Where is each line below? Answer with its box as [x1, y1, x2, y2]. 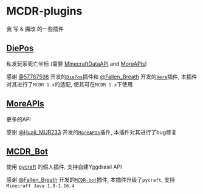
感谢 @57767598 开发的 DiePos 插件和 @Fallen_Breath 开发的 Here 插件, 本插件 [6, 73, 198, 80]
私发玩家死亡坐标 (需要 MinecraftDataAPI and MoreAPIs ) [6, 60, 147, 68]
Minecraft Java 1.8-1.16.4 [6, 183, 75, 189]
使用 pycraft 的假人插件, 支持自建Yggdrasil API [6, 163, 122, 171]
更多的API [6, 116, 32, 123]
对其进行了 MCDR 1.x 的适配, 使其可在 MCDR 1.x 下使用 [6, 80, 133, 88]
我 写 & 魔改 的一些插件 [6, 25, 64, 32]
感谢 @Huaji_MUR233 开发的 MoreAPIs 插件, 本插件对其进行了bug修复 [6, 128, 177, 136]
